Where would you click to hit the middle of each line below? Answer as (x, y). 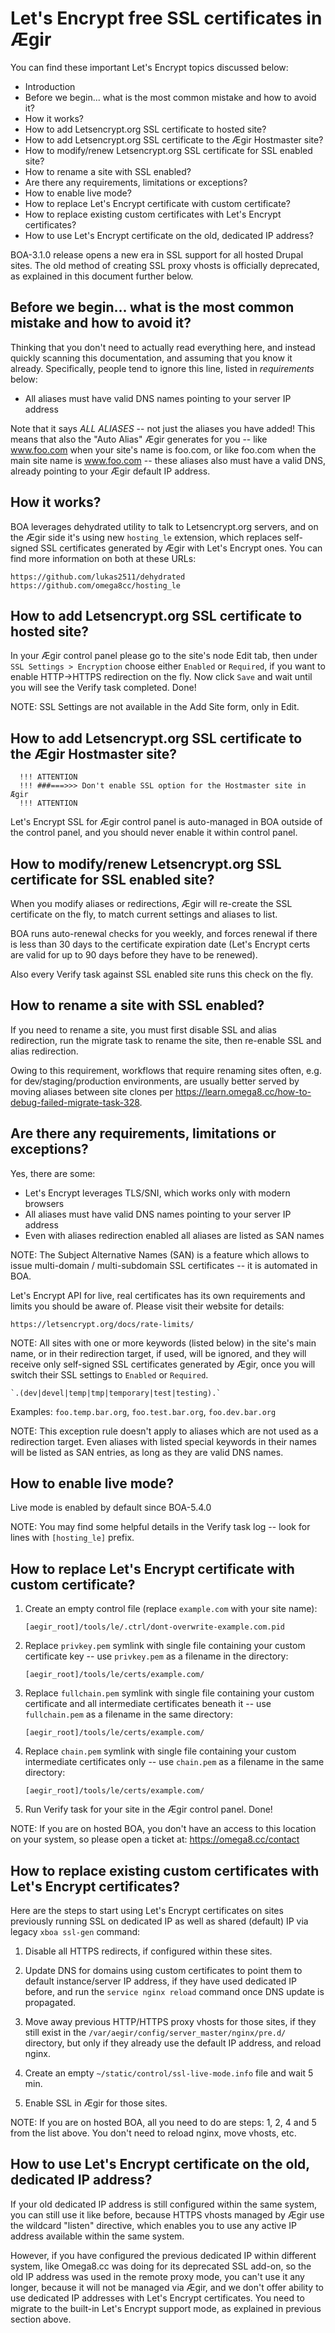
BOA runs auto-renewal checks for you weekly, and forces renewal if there (164, 933)
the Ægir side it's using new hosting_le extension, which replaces (146, 537)
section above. (41, 2319)
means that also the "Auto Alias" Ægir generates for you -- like (139, 439)
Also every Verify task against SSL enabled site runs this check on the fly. (162, 974)
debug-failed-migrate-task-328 (75, 1102)
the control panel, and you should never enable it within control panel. (154, 833)
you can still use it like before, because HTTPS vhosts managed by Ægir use (167, 2214)
